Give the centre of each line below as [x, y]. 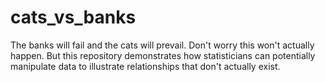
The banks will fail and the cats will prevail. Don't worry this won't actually [162, 45]
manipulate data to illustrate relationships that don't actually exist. [145, 66]
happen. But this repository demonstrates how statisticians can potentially [163, 55]
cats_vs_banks [73, 17]
